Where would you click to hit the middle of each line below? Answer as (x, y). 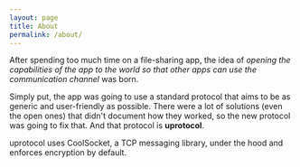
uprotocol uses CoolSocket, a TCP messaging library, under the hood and (146, 143)
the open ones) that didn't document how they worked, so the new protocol (150, 116)
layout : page (34, 18)
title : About (34, 26)
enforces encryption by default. (68, 153)
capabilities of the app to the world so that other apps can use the (133, 70)
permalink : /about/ (46, 34)
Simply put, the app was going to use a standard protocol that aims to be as (150, 97)
